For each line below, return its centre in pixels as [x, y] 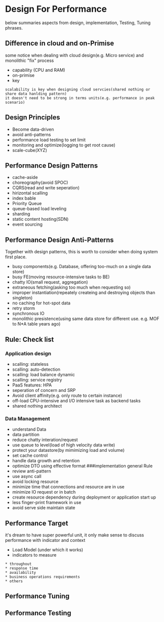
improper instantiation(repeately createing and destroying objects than [84, 293]
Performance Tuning [37, 596]
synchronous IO [28, 314]
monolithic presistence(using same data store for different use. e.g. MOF [86, 319]
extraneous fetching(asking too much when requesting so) [71, 287]
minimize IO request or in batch [44, 492]
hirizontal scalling [30, 193]
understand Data [29, 429]
